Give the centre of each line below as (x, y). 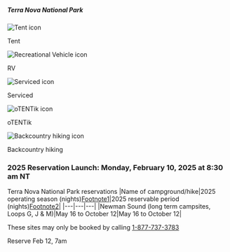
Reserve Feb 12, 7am (37, 241)
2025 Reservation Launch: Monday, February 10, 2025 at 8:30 (115, 167)
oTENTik (20, 122)
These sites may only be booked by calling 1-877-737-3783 (93, 227)
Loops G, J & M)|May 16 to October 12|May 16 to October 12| (95, 214)
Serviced (20, 95)
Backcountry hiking (35, 149)
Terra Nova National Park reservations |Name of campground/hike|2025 (111, 192)
